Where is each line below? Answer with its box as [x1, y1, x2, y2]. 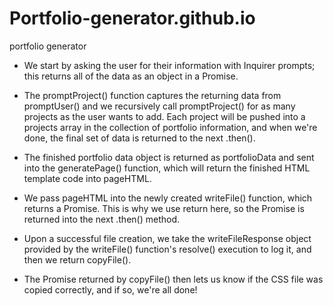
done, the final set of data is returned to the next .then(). [23, 132, 256, 144]
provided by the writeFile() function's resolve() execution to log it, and [23, 243, 312, 255]
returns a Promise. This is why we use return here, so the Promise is [23, 202, 305, 214]
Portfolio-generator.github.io [9, 7, 256, 30]
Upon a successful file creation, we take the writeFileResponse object [23, 232, 312, 244]
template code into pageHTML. [23, 172, 152, 184]
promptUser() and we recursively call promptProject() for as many [23, 100, 296, 112]
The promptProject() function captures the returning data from [23, 89, 282, 101]
